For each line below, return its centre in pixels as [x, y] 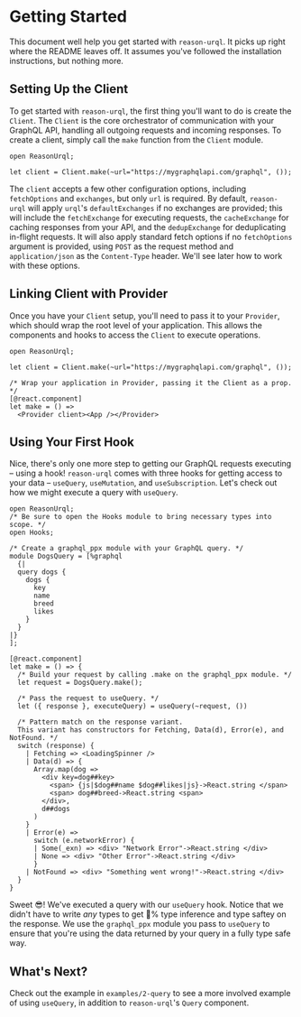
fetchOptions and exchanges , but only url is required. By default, [128, 198]
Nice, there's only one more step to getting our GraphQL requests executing [150, 464]
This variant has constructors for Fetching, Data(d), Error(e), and [150, 730]
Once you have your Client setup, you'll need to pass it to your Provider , [145, 315]
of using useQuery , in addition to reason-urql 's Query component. [129, 1003]
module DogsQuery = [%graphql [66, 557]
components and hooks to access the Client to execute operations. [135, 335]
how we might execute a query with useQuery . [94, 493]
